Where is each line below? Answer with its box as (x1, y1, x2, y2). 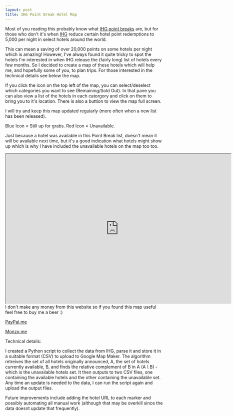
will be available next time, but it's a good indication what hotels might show (5, 138, 162, 144)
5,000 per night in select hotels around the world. (5, 36, 107, 42)
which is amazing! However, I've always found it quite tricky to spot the (5, 51, 151, 57)
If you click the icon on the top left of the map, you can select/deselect (5, 82, 151, 88)
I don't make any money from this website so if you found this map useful (5, 304, 156, 310)
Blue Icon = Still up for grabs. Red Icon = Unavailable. (5, 123, 115, 129)
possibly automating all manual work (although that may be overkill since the (5, 400, 163, 406)
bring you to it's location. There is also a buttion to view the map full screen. (5, 98, 161, 104)
